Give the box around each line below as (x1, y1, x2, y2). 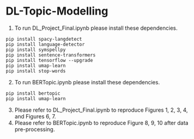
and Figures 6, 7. (14, 112, 56, 120)
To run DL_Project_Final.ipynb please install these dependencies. (14, 24, 178, 32)
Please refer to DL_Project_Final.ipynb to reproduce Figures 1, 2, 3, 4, (14, 106, 188, 114)
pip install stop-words (5, 68, 66, 74)
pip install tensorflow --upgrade (5, 57, 94, 63)
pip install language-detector (5, 41, 85, 47)
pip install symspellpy (5, 47, 66, 53)
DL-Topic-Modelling (5, 4, 109, 18)
